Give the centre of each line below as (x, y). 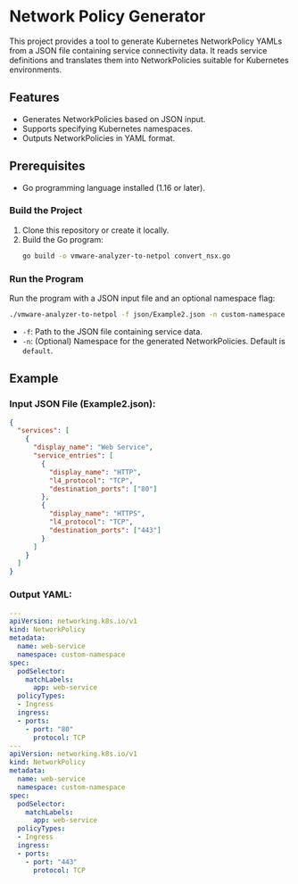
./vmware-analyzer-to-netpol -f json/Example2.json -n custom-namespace (147, 315)
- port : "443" (51, 862)
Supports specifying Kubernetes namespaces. (108, 128)
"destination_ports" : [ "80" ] (103, 489)
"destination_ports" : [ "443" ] (105, 530)
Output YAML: (41, 595)
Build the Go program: (63, 239)
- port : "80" (50, 729)
